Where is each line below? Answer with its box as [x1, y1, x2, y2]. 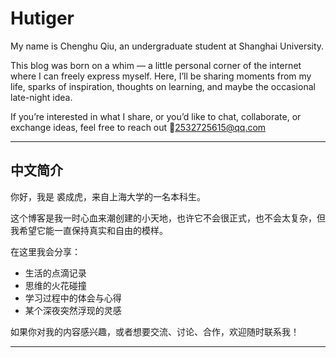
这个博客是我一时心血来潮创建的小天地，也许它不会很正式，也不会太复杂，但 [10, 212, 326, 224]
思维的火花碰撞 [24, 279, 87, 291]
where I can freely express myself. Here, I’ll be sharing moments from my [10, 70, 312, 82]
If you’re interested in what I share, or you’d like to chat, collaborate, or [10, 110, 302, 122]
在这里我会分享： [10, 245, 81, 257]
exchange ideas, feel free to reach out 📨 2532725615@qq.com [10, 121, 267, 133]
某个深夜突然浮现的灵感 [24, 304, 122, 316]
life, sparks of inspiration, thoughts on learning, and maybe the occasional [10, 80, 316, 92]
